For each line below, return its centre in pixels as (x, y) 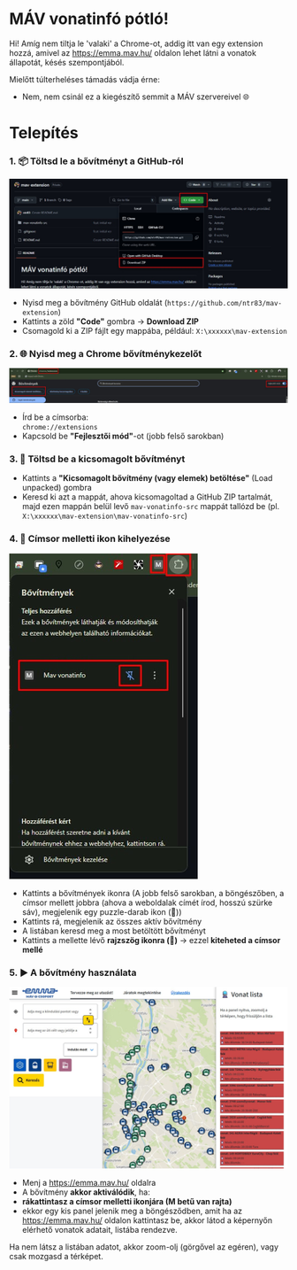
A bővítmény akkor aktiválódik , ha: (86, 1192)
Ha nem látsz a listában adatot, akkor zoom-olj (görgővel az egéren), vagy (144, 1247)
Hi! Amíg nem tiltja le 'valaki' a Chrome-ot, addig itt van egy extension (136, 43)
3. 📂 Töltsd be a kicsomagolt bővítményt (97, 459)
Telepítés (44, 133)
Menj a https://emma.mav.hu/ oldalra (89, 1183)
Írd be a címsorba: (55, 417)
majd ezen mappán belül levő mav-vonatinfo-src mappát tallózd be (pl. (151, 507)
